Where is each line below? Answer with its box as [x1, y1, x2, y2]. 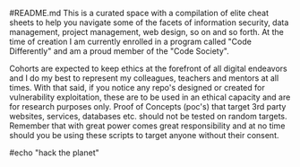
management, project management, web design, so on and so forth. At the [9, 27, 284, 37]
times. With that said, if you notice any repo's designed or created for [9, 83, 266, 92]
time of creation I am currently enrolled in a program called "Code [9, 36, 253, 47]
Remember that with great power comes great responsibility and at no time [9, 120, 286, 131]
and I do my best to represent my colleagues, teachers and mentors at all [9, 73, 279, 83]
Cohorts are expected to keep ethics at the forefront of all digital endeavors [9, 63, 288, 74]
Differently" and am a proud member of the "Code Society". [9, 46, 230, 57]
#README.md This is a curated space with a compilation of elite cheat [9, 8, 269, 18]
